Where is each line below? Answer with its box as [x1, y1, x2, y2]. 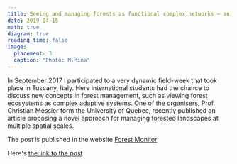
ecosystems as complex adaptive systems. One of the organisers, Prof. [7, 99, 216, 107]
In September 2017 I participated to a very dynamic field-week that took [7, 76, 218, 84]
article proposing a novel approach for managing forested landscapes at [7, 114, 219, 122]
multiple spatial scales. [7, 121, 75, 130]
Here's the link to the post [7, 148, 83, 157]
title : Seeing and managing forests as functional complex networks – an [7, 10, 231, 18]
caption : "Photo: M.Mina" [13, 57, 91, 64]
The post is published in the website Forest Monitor [7, 135, 158, 143]
